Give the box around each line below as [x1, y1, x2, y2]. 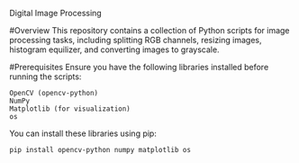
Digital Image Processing [9, 8, 102, 18]
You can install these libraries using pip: [9, 128, 158, 139]
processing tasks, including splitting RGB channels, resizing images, [9, 35, 262, 45]
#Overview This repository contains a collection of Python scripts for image [9, 25, 290, 35]
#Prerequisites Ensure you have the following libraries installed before [9, 62, 269, 72]
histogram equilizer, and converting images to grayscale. [9, 44, 220, 55]
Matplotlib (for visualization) [9, 104, 131, 113]
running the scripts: [9, 71, 82, 82]
